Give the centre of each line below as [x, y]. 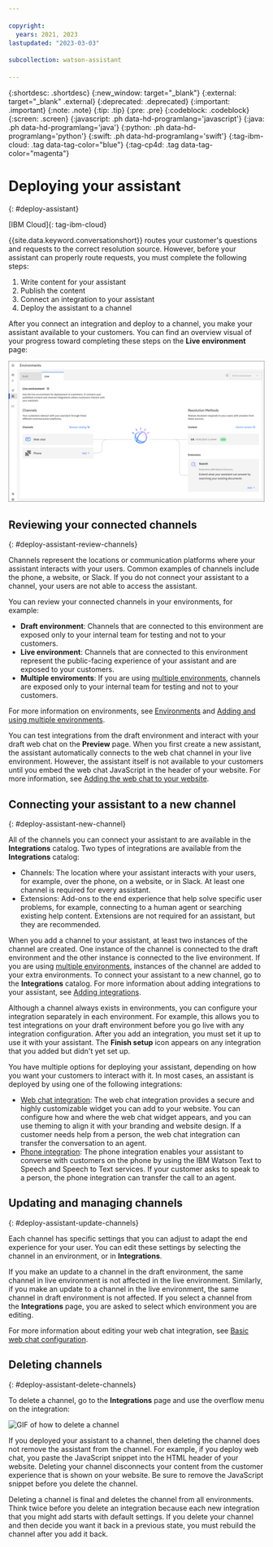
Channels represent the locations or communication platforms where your [132, 560]
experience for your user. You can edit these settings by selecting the [125, 1247]
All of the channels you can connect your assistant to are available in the [130, 840]
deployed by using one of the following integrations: [95, 1084]
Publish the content [53, 290]
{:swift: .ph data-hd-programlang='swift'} [158, 136]
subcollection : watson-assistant [65, 60]
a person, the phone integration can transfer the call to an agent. [128, 1178]
